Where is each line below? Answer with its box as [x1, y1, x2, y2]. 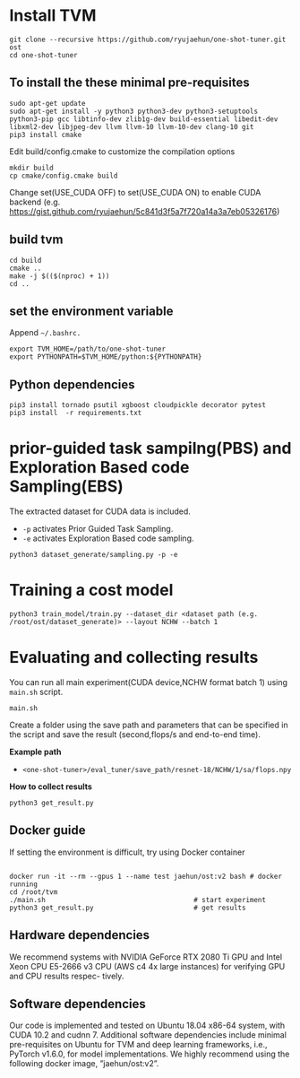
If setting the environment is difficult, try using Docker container [9, 847, 245, 857]
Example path [9, 746, 62, 757]
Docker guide [9, 822, 86, 839]
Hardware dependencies [9, 927, 150, 943]
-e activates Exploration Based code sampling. [21, 533, 194, 543]
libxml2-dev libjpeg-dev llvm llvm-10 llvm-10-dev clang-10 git [9, 122, 254, 131]
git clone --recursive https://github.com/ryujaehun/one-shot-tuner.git [9, 35, 287, 44]
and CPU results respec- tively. [9, 970, 124, 981]
